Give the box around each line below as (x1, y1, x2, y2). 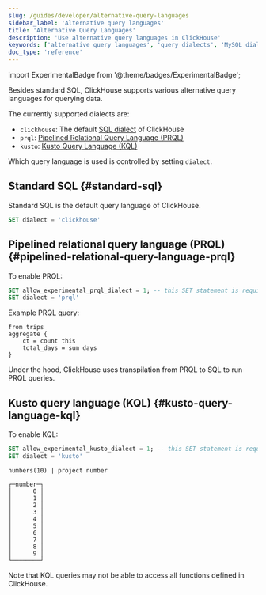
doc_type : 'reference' (8, 48, 83, 56)
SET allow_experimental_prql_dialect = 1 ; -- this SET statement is (8, 286, 239, 294)
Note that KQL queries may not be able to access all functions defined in (8, 570, 245, 580)
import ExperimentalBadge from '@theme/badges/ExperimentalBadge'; (8, 70, 241, 79)
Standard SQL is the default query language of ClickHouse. (8, 200, 202, 210)
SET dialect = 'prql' (8, 294, 80, 301)
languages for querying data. (8, 94, 103, 103)
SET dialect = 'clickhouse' (8, 215, 101, 224)
